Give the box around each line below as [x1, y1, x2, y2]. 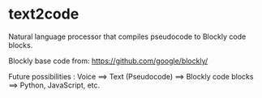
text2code [8, 5, 79, 23]
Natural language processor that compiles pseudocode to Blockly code [8, 32, 247, 41]
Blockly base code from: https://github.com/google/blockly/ [8, 56, 208, 66]
